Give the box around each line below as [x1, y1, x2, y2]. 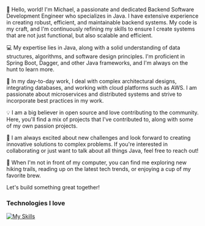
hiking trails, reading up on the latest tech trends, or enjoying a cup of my [6, 166, 191, 172]
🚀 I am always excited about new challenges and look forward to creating [6, 134, 191, 141]
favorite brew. [6, 172, 41, 179]
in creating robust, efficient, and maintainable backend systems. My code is [6, 19, 198, 26]
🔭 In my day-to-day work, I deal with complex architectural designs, [6, 78, 177, 85]
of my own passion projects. [6, 122, 78, 129]
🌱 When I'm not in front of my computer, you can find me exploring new [6, 159, 187, 166]
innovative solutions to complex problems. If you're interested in [6, 140, 168, 148]
